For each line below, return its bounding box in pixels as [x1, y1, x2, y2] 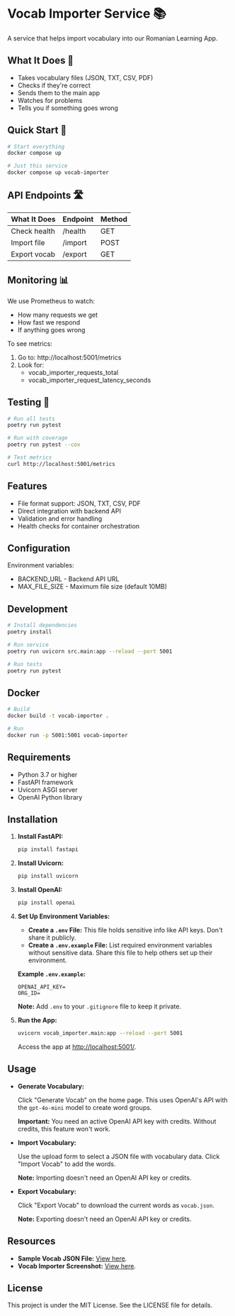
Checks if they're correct [17, 81, 91, 89]
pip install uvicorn [17, 873, 79, 880]
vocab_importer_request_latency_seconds [28, 376, 151, 384]
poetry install [7, 629, 52, 636]
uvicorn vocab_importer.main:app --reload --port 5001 [17, 1030, 183, 1037]
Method [100, 214, 127, 224]
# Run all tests [7, 415, 55, 423]
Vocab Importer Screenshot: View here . [17, 1261, 137, 1270]
